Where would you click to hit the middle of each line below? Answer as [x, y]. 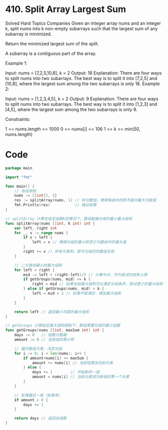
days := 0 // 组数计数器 [40, 335]
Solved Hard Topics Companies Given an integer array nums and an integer [83, 23]
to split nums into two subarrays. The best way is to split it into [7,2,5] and [81, 78]
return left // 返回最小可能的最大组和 [52, 312]
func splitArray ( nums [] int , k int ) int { [50, 223]
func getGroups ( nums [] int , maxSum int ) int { [55, 330]
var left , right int [36, 228]
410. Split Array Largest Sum [66, 9]
